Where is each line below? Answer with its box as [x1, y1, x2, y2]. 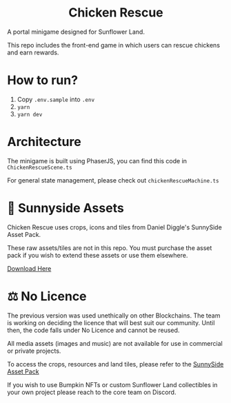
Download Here [7, 264, 52, 273]
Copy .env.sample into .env [17, 95, 95, 103]
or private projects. [7, 347, 61, 355]
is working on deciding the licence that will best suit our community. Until [7, 318, 215, 327]
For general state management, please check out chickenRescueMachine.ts [7, 176, 219, 184]
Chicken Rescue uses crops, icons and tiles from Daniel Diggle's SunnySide [7, 223, 222, 231]
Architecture [7, 134, 81, 149]
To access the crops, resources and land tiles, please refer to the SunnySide [7, 360, 224, 368]
